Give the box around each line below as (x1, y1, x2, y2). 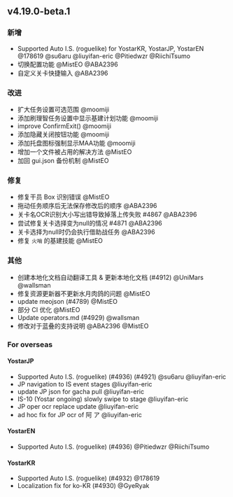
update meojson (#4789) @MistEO (17, 297, 118, 305)
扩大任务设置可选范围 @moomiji (17, 105, 110, 113)
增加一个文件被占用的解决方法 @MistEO (17, 147, 132, 156)
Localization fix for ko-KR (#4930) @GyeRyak (17, 482, 150, 490)
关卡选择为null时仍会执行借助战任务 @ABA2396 (17, 227, 155, 237)
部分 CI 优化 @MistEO (17, 305, 80, 314)
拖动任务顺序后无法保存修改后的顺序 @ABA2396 (17, 202, 157, 210)
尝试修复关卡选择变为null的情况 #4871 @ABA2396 (17, 219, 162, 227)
